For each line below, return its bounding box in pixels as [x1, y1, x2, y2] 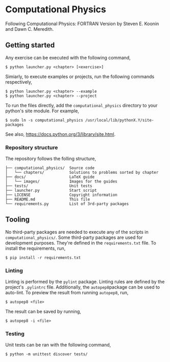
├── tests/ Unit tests [5, 184, 93, 189]
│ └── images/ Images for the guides [5, 179, 117, 184]
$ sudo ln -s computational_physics [5, 117, 83, 123]
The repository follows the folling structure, [5, 155, 96, 162]
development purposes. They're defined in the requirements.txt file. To [5, 239, 157, 246]
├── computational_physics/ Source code [5, 166, 95, 171]
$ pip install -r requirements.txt [5, 255, 81, 260]
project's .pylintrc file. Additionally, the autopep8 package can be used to [5, 284, 160, 290]
